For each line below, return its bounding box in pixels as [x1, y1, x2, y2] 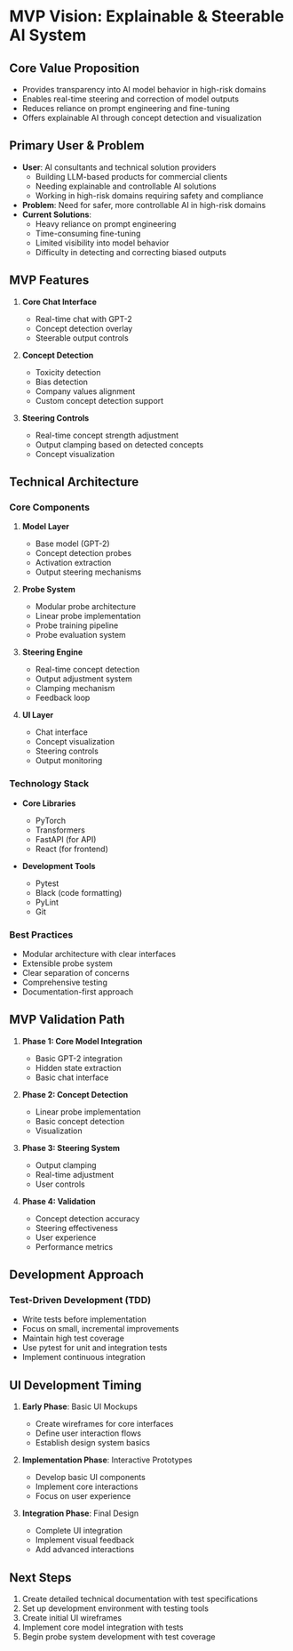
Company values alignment [35, 385, 136, 397]
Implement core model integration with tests [21, 1622, 184, 1633]
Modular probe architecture [35, 601, 136, 612]
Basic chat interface [35, 1072, 109, 1083]
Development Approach [9, 1268, 145, 1283]
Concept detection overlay [35, 323, 133, 334]
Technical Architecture [9, 474, 139, 490]
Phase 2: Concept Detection [21, 1089, 129, 1099]
